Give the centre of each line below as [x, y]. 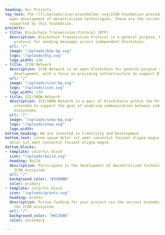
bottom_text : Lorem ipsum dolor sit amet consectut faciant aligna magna [82, 138]
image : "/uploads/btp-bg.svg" [40, 51]
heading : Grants [26, 198]
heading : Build [25, 161]
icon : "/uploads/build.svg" [38, 156]
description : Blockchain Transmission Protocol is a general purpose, [83, 37]
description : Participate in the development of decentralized [75, 166]
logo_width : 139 [26, 92]
